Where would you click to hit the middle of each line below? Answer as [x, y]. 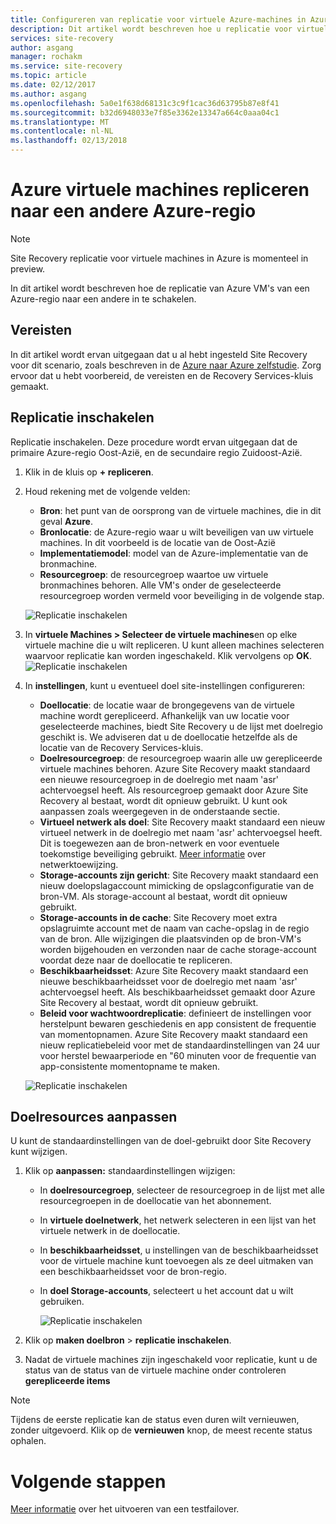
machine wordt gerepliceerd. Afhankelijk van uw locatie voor [164, 715]
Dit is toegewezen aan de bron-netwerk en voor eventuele [159, 843]
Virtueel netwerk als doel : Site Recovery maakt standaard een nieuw [182, 822]
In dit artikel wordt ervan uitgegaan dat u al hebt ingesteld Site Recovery [159, 354]
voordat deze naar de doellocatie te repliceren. [136, 960]
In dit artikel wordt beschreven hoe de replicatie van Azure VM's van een [160, 288]
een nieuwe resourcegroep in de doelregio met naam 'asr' [159, 779]
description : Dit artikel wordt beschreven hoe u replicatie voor [151, 29]
